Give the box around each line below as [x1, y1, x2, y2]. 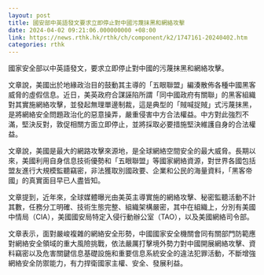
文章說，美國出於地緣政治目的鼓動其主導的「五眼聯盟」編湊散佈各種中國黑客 [8, 80, 256, 90]
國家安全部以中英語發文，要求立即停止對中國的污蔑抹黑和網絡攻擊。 [8, 64, 229, 73]
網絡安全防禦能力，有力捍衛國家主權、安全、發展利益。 [8, 258, 187, 268]
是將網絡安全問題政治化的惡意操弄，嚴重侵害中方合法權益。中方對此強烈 [8, 110, 242, 119]
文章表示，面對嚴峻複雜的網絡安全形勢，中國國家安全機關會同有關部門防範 [8, 229, 249, 239]
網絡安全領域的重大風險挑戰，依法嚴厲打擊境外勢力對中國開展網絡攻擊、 [14, 239, 249, 248]
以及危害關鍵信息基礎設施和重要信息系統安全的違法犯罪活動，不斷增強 [28, 249, 256, 258]
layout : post [8, 11, 51, 20]
